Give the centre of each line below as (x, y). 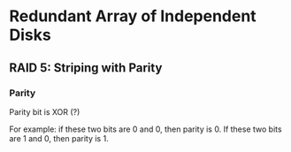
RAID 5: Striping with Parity (86, 68)
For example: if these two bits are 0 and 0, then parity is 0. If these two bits (145, 129)
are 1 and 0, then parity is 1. (59, 138)
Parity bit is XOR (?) (45, 111)
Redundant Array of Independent (133, 16)
